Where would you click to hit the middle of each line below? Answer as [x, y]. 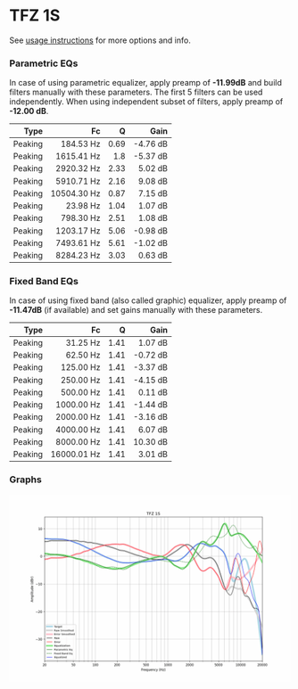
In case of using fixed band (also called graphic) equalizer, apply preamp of [148, 300]
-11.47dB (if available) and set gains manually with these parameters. [136, 310]
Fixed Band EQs [44, 281]
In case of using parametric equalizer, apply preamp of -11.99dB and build [146, 83]
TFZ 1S [35, 16]
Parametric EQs [44, 63]
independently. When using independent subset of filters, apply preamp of [146, 102]
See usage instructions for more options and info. [100, 40]
